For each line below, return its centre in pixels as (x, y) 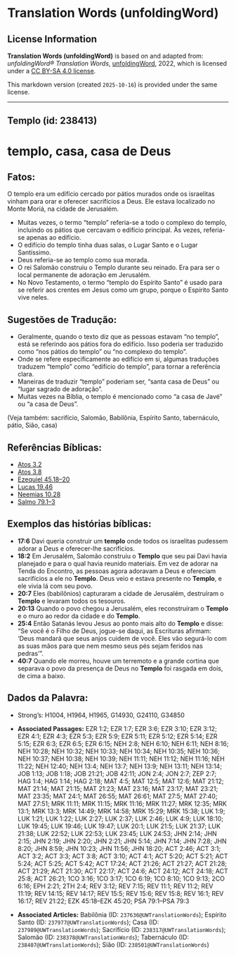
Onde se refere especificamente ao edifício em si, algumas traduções (118, 359)
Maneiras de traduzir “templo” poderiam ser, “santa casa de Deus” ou (118, 381)
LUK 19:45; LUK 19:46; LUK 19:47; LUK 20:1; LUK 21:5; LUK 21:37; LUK (119, 826)
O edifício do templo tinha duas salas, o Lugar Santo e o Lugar (107, 245)
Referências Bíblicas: (54, 447)
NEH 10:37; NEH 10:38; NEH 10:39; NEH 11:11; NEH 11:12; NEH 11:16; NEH (121, 759)
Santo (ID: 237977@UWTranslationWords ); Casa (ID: (88, 922)
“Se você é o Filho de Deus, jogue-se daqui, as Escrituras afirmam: (114, 631)
